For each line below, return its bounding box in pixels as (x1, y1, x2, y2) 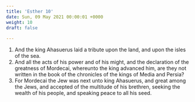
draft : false (6, 24, 38, 31)
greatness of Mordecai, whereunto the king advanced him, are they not (14, 65, 187, 72)
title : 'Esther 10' (6, 8, 54, 15)
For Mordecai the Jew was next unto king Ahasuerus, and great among (14, 77, 186, 85)
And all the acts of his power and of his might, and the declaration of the (14, 59, 189, 66)
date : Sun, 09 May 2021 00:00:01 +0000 (6, 14, 104, 20)
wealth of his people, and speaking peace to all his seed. (14, 90, 152, 97)
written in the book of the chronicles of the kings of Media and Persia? (14, 71, 184, 78)
